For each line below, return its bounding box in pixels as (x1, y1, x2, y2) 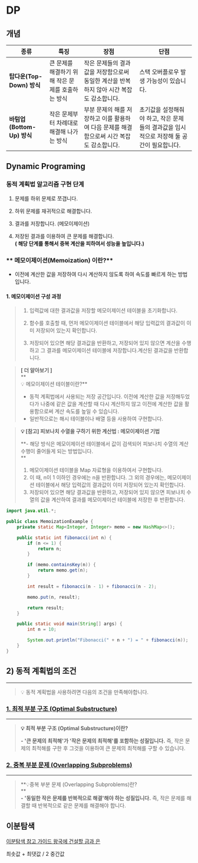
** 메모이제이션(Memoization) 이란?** (6, 256, 114, 264)
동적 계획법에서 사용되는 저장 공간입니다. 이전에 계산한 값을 (29, 393, 165, 400)
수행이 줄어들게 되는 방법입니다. (20, 447, 93, 455)
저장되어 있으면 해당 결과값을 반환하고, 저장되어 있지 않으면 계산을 (29, 339, 181, 346)
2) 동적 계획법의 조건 (6, 666, 77, 676)
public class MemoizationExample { (6, 518, 94, 525)
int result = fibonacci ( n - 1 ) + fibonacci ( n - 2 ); (27, 583, 157, 589)
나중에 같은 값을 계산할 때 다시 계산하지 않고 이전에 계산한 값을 (40, 400, 184, 408)
